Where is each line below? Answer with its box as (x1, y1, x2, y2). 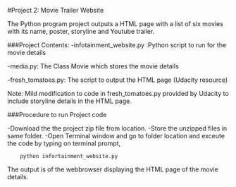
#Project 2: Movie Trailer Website (7, 6, 104, 14)
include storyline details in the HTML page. (7, 97, 132, 105)
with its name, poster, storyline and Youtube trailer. (7, 28, 155, 35)
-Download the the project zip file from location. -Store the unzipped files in (7, 124, 228, 133)
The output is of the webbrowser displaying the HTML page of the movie (7, 165, 218, 174)
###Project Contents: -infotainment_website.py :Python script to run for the (7, 41, 227, 49)
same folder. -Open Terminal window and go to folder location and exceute (7, 132, 225, 140)
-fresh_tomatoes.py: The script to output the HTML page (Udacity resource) (7, 76, 228, 84)
